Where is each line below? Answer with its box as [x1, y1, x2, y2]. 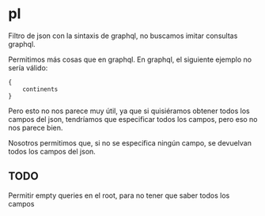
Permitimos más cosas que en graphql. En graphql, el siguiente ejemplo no [8, 55, 252, 64]
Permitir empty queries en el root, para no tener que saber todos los [8, 191, 230, 200]
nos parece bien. [8, 123, 63, 132]
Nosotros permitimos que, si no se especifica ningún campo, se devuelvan [8, 138, 252, 147]
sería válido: [8, 63, 48, 72]
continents [22, 85, 59, 93]
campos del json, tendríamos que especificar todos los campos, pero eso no [8, 114, 259, 123]
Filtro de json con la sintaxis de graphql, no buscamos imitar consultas [8, 31, 238, 40]
